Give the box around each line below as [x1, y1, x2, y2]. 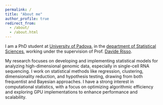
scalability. [5, 94, 27, 100]
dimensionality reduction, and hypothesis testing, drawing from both [5, 74, 143, 79]
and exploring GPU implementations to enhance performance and [5, 89, 138, 95]
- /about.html [9, 30, 38, 35]
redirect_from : [5, 21, 36, 26]
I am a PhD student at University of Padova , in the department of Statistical [5, 43, 157, 49]
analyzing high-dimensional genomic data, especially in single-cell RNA [5, 63, 149, 69]
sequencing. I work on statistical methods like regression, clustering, [5, 68, 143, 74]
